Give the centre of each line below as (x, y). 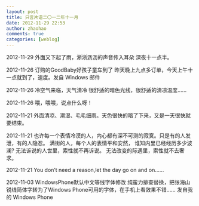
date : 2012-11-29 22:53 (36, 23)
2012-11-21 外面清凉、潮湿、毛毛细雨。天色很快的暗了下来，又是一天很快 (96, 115)
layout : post (22, 12)
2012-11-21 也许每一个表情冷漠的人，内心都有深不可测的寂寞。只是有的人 (96, 136)
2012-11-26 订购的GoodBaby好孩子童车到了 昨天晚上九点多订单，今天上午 (97, 70)
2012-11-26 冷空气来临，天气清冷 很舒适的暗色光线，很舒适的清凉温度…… (97, 90)
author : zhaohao (26, 28)
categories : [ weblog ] (33, 39)
